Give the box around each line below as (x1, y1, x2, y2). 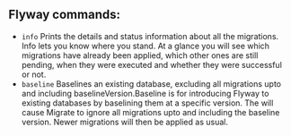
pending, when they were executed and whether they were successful (21, 59, 282, 70)
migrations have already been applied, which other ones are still (21, 49, 259, 61)
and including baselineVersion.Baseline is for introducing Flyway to (21, 88, 269, 98)
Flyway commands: (8, 7, 120, 22)
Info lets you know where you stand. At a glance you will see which (21, 40, 270, 51)
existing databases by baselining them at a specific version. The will (21, 98, 274, 108)
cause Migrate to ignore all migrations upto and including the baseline (21, 106, 280, 117)
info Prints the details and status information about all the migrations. (21, 30, 279, 41)
